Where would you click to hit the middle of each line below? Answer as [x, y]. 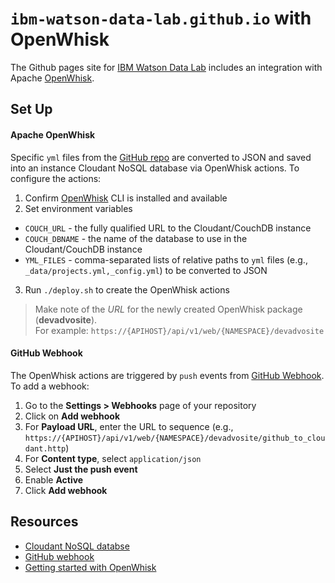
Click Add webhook [66, 490]
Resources [44, 522]
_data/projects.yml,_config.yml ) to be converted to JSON [146, 270]
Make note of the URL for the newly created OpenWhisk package [168, 309]
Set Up [31, 109]
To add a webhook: [50, 386]
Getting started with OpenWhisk [90, 567]
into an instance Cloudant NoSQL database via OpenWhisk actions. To [155, 168]
